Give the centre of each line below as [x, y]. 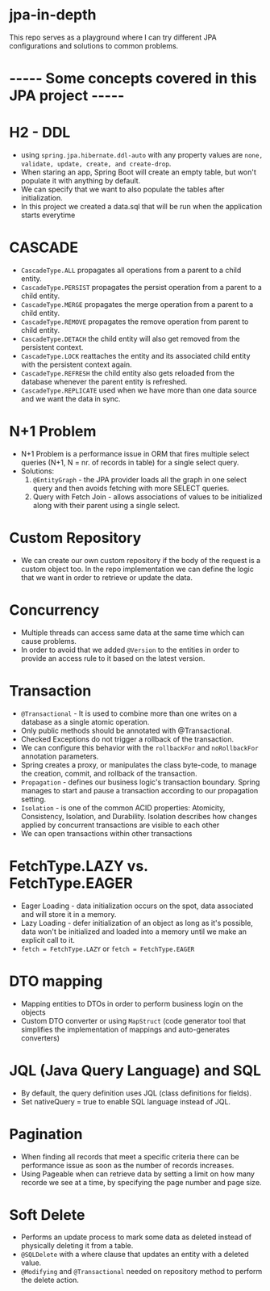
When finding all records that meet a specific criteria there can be [130, 1156]
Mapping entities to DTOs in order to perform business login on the [132, 1003]
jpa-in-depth [53, 15]
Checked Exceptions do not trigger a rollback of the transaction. [127, 739]
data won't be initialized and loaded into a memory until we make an [133, 931]
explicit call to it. [48, 940]
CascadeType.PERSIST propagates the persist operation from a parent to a [141, 287]
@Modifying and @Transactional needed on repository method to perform [141, 1272]
